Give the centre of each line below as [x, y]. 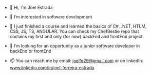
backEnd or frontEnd [30, 51]
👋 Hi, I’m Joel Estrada [31, 7]
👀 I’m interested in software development [51, 17]
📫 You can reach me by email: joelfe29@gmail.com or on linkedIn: [76, 61]
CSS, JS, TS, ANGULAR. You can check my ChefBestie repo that [74, 31]
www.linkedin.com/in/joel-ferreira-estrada [52, 67]
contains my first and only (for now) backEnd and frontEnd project [76, 37]
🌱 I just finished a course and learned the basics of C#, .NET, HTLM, [78, 26]
